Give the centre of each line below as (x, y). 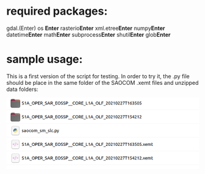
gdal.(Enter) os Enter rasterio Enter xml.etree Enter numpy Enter (86, 28)
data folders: (22, 89)
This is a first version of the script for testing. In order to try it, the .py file (98, 76)
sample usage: (45, 60)
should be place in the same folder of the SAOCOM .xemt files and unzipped (102, 82)
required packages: (57, 11)
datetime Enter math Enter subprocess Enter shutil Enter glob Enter (88, 34)
